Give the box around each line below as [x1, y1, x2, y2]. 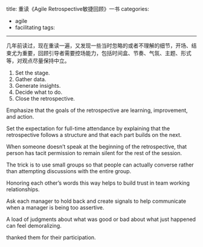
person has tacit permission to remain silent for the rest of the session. [6, 150, 182, 156]
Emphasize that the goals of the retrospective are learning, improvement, [6, 107, 188, 114]
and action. [6, 113, 34, 120]
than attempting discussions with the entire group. [6, 168, 132, 174]
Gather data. [14, 76, 47, 83]
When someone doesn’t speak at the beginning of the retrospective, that [6, 143, 187, 150]
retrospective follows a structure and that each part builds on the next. [6, 131, 182, 138]
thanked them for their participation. [6, 234, 96, 241]
